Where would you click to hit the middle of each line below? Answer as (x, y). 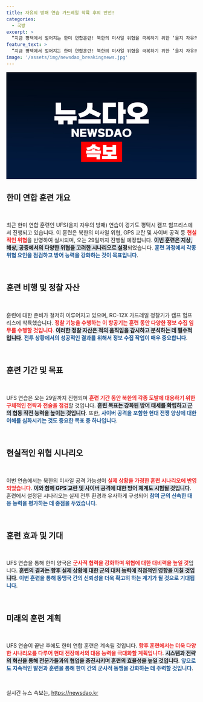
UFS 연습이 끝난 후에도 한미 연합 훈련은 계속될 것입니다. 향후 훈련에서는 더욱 (96, 646)
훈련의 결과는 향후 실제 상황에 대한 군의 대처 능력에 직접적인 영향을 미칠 (101, 570)
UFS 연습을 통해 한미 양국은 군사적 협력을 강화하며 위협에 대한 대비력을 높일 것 (98, 563)
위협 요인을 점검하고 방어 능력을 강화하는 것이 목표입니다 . (72, 255)
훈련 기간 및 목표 (35, 371)
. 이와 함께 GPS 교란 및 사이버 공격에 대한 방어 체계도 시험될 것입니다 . (111, 488)
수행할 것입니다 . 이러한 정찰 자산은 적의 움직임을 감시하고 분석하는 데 (97, 330)
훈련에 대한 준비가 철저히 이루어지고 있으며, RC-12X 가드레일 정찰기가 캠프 (94, 315)
